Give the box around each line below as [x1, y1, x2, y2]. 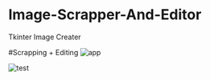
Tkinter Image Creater [8, 32, 82, 42]
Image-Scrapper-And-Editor [8, 6, 202, 24]
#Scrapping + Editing [8, 47, 79, 57]
